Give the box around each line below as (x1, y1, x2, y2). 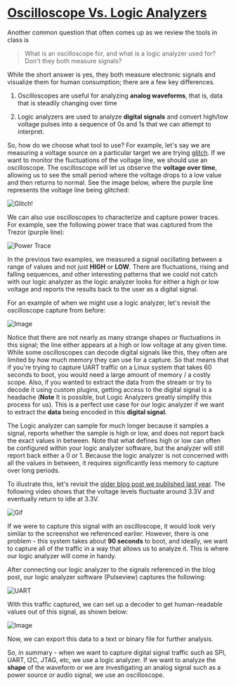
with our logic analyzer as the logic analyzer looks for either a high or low (7, 277, 219, 286)
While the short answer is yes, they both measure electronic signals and (7, 70, 216, 79)
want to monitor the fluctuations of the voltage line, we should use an (7, 156, 208, 164)
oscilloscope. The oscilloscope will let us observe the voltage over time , (7, 163, 218, 171)
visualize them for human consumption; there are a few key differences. (7, 77, 216, 86)
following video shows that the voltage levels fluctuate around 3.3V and (7, 487, 214, 496)
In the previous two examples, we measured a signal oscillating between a (7, 255, 223, 263)
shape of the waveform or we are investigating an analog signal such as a (7, 663, 221, 671)
